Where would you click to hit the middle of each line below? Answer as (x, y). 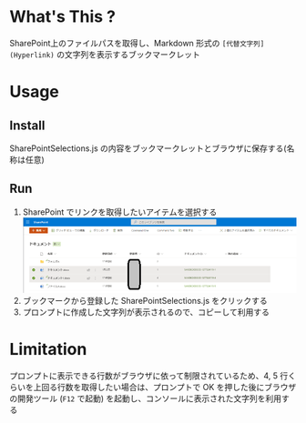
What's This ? (63, 17)
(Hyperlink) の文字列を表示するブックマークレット (105, 54)
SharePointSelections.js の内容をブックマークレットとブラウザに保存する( (148, 148)
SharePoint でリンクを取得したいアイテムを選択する (120, 212)
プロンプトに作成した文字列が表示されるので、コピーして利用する (146, 312)
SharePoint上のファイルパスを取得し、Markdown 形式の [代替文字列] (137, 43)
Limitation (48, 349)
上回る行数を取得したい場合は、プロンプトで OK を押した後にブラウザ (165, 387)
